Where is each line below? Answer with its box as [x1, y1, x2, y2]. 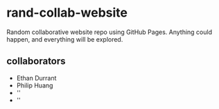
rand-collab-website [6, 5, 128, 21]
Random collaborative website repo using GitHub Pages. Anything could [6, 28, 213, 36]
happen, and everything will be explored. [6, 35, 123, 43]
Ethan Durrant [16, 74, 57, 82]
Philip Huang [16, 81, 53, 90]
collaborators [6, 56, 67, 67]
